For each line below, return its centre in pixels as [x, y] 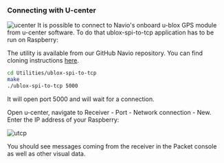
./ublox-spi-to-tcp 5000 [43, 86]
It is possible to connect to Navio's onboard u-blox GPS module [127, 25]
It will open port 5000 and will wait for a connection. [81, 99]
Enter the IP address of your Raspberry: [63, 120]
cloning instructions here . [43, 61]
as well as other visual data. [46, 153]
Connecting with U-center [52, 10]
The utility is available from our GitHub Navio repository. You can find [105, 53]
